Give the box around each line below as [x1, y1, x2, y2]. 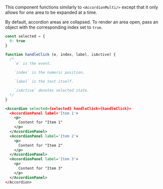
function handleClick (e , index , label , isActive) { [5, 52, 116, 57]
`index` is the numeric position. [14, 70, 85, 75]
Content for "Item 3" [18, 166, 63, 171]
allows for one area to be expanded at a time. [5, 9, 97, 15]
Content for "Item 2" [18, 143, 63, 148]
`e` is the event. [14, 61, 52, 66]
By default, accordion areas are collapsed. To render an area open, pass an [5, 19, 159, 25]
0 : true [9, 38, 26, 44]
